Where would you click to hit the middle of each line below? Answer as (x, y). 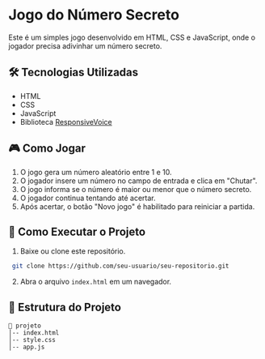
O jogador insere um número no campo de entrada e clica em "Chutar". (139, 181)
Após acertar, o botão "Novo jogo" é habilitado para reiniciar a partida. (137, 206)
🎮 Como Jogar (47, 149)
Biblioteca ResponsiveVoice (66, 122)
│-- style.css (32, 340)
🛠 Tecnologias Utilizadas (74, 73)
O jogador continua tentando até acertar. (88, 198)
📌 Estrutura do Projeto (65, 307)
